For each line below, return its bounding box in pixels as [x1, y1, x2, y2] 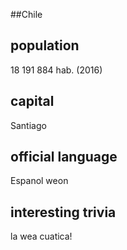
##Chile [10, 9, 43, 20]
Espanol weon [10, 175, 69, 187]
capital [10, 93, 55, 110]
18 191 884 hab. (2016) [10, 64, 103, 76]
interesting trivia [10, 204, 117, 221]
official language [10, 149, 118, 166]
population [10, 37, 80, 54]
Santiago [10, 119, 47, 131]
